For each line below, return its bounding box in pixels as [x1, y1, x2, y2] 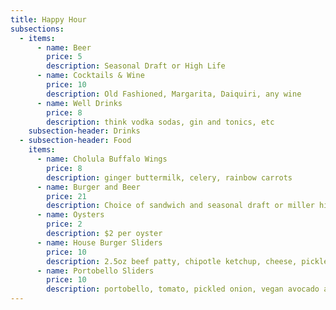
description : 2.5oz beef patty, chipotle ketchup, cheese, [46, 256, 298, 266]
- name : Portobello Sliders [36, 266, 155, 276]
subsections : [10, 24, 65, 34]
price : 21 [46, 191, 87, 201]
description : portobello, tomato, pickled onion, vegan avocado [46, 284, 320, 295]
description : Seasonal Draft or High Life [46, 61, 226, 71]
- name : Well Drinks [36, 98, 123, 108]
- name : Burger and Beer [36, 182, 141, 192]
